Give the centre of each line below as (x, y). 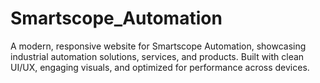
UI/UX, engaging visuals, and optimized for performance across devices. (160, 67)
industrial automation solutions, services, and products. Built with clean (157, 56)
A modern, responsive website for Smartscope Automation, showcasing (158, 46)
